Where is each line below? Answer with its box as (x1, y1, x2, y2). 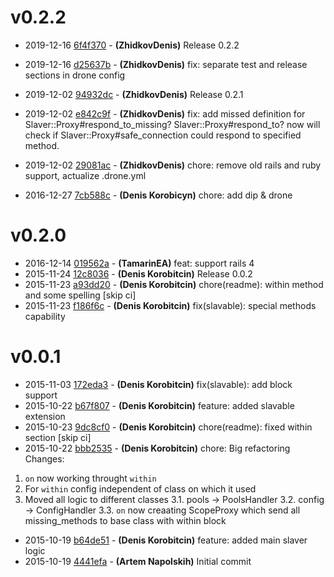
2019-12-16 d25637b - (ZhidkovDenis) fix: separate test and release (24, 58, 308, 70)
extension (24, 410, 66, 422)
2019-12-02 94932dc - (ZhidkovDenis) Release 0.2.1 (24, 88, 244, 100)
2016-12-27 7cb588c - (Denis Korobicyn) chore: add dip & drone (24, 189, 293, 201)
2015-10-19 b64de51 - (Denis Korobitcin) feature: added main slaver (24, 534, 308, 546)
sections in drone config (24, 69, 126, 81)
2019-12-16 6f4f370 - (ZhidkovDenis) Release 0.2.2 (24, 39, 240, 51)
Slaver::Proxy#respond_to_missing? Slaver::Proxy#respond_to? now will (24, 118, 321, 130)
